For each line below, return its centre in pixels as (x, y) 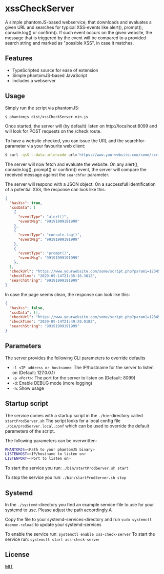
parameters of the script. (30, 431)
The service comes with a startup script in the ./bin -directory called (74, 415)
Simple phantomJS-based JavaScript (50, 75)
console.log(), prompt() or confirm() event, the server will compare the (76, 170)
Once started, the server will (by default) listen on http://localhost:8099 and (81, 126)
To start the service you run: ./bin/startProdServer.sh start (67, 468)
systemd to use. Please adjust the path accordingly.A (59, 510)
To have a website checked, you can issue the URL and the (64, 141)
